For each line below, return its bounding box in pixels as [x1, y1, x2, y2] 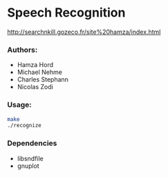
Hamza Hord [17, 61, 54, 69]
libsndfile [17, 154, 44, 162]
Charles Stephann [17, 75, 69, 84]
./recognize [7, 122, 41, 129]
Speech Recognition [7, 5, 126, 21]
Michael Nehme [17, 68, 62, 77]
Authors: [7, 45, 38, 55]
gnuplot [17, 161, 39, 170]
